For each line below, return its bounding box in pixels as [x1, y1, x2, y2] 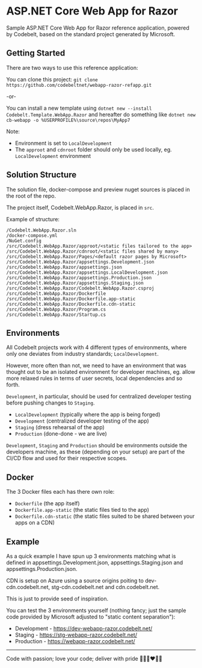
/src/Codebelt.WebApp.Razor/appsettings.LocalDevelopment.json [6, 269, 168, 276]
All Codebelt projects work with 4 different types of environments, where [6, 344, 187, 351]
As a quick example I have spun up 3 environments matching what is [6, 553, 176, 559]
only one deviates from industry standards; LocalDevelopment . [6, 350, 159, 358]
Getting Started [6, 48, 66, 58]
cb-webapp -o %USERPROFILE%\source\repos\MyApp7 [6, 117, 130, 123]
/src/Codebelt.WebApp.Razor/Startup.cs [6, 312, 106, 318]
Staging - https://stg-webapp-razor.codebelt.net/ [14, 631, 137, 638]
